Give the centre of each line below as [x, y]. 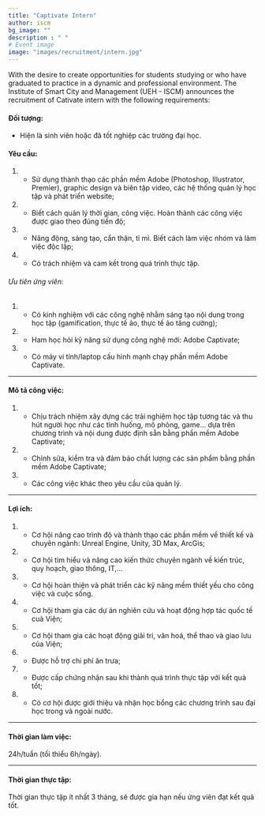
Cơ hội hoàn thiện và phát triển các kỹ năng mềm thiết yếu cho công [142, 585]
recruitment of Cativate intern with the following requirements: [109, 100]
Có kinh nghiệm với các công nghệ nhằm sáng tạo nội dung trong [138, 314]
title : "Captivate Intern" [52, 15]
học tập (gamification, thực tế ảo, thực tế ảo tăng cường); [124, 323]
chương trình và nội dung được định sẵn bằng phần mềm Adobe [135, 433]
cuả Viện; [47, 619]
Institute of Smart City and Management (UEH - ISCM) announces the [121, 91]
